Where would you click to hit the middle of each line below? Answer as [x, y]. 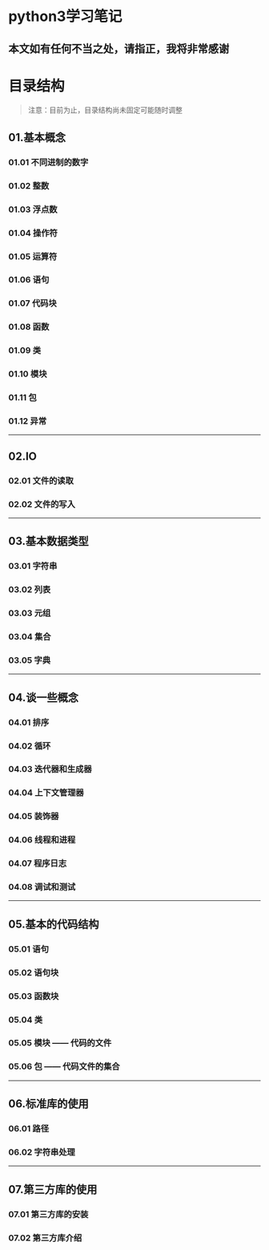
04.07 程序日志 [38, 863]
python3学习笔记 [65, 16]
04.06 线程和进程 [42, 840]
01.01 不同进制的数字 [48, 162]
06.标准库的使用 [49, 1104]
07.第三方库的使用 [53, 1189]
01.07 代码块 [33, 303]
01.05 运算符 [33, 256]
